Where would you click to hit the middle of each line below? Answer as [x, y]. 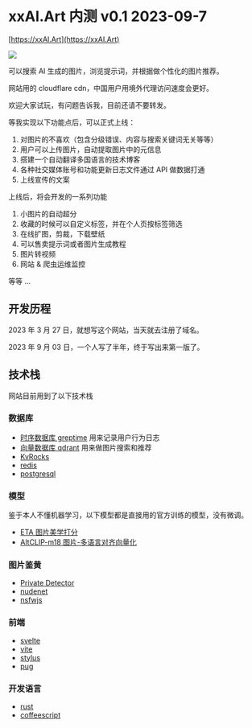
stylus [30, 657]
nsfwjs [31, 600]
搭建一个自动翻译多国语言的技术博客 [80, 159]
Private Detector [47, 583]
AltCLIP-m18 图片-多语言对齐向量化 [78, 542]
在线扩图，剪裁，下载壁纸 [62, 233]
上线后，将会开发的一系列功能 [58, 196]
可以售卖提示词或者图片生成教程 [73, 244]
